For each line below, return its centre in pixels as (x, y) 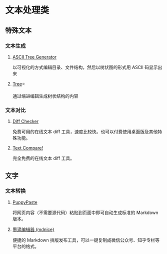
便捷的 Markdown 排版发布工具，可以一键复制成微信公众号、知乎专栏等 (86, 240)
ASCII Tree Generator (34, 57)
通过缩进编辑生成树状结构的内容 (45, 96)
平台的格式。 (25, 246)
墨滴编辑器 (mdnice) (33, 229)
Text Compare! (28, 148)
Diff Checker (25, 121)
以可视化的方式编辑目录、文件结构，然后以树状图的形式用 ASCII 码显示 (85, 67)
